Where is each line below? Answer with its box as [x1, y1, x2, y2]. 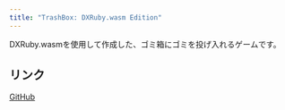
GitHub [9, 91, 36, 103]
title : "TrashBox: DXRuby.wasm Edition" [9, 13, 163, 22]
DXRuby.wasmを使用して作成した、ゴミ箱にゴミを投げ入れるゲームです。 [9, 38, 281, 49]
